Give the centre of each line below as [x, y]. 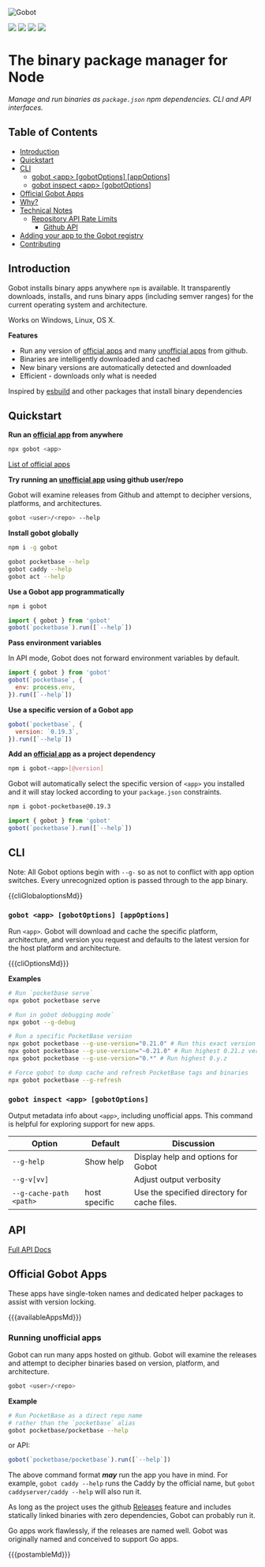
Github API [61, 227]
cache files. [155, 1203]
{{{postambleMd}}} [39, 1554]
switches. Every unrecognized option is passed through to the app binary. [128, 880]
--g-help [28, 1162]
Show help [105, 1162]
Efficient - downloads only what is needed [88, 376]
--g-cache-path [41, 1193]
